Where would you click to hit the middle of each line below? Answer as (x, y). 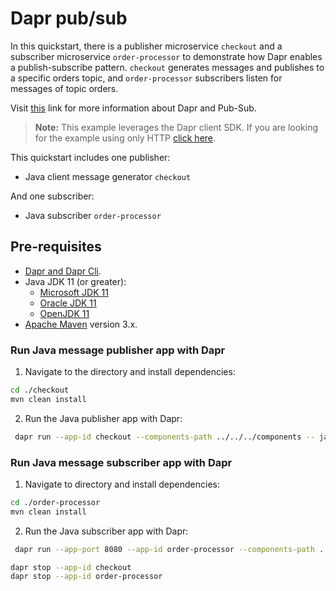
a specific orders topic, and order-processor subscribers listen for (146, 78)
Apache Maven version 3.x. (81, 324)
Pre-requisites (56, 247)
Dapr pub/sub (69, 18)
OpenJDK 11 (64, 313)
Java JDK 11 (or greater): (75, 281)
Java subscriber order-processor (93, 215)
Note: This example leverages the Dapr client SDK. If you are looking (176, 127)
